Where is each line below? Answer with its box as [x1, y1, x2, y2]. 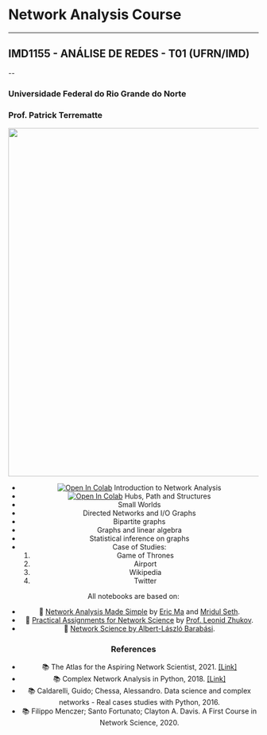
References [110, 643, 157, 655]
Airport [133, 559, 157, 569]
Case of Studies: [112, 541, 167, 551]
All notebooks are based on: [87, 591, 180, 600]
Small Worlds [118, 499, 161, 509]
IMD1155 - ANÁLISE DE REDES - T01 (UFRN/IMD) [8, 47, 250, 61]
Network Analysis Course [8, 6, 182, 24]
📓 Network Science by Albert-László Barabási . [63, 624, 216, 633]
